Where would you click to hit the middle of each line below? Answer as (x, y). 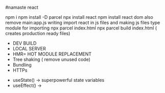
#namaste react (22, 7)
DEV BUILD (25, 43)
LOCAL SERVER (29, 49)
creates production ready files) (38, 33)
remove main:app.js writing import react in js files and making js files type (83, 23)
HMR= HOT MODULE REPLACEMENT (52, 54)
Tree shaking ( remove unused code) (52, 59)
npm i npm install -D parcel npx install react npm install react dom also (79, 17)
